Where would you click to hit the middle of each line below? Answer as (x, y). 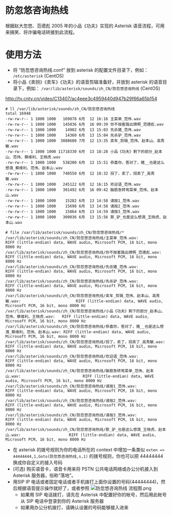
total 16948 (18, 113)
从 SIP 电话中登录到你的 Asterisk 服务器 (62, 501)
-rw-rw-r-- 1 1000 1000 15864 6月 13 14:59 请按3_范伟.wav (72, 212)
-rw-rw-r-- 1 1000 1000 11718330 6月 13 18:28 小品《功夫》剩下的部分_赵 (82, 151)
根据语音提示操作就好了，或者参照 (53, 488)
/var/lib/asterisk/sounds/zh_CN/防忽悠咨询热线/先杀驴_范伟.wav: (72, 281)
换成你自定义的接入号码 (37, 462)
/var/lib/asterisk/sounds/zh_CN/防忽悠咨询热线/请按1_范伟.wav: (71, 386)
